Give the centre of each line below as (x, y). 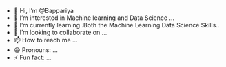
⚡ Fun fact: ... (32, 57)
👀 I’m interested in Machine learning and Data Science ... (94, 18)
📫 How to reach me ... (45, 40)
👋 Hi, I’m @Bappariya (44, 11)
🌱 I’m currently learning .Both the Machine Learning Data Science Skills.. (116, 25)
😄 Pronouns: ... (36, 50)
